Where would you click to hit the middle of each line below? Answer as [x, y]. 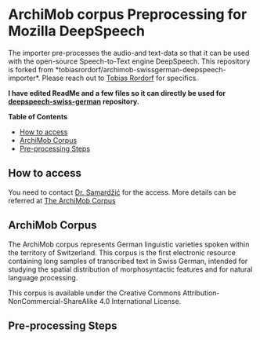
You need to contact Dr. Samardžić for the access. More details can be [122, 192]
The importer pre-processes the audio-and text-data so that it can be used [129, 53]
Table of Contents [38, 116]
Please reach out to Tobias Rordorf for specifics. [120, 78]
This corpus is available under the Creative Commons [95, 293]
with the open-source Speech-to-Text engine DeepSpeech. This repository [129, 61]
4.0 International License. [140, 301]
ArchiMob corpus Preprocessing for [128, 15]
